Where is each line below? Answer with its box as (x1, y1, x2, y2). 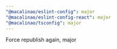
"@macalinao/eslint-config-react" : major (5, 14, 112, 20)
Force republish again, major (5, 36, 77, 44)
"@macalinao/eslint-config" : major (5, 8, 95, 15)
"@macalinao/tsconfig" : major (5, 20, 82, 26)
